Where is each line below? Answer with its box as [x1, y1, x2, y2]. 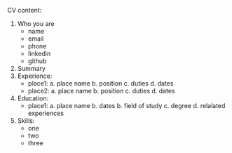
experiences [27, 109, 64, 117]
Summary [17, 65, 46, 72]
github [27, 57, 47, 65]
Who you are [17, 20, 55, 27]
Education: [17, 94, 49, 102]
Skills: [17, 117, 35, 125]
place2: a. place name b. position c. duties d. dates [27, 87, 175, 95]
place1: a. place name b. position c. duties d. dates [27, 79, 174, 87]
